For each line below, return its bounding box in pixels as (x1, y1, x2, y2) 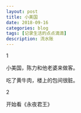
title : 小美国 (6, 14, 38, 20)
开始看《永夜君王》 (6, 101, 53, 108)
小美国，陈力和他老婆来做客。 (6, 64, 78, 71)
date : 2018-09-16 (6, 19, 49, 25)
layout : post (6, 8, 38, 15)
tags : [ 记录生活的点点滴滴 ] (6, 31, 67, 36)
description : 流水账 (6, 36, 54, 42)
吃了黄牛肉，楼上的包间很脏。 (6, 77, 78, 84)
